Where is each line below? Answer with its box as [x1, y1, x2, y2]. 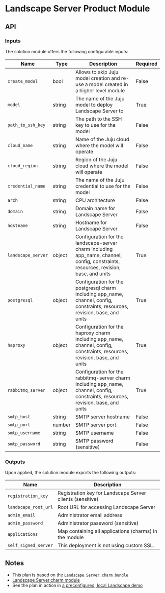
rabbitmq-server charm [75, 374, 131, 381]
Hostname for [75, 219, 107, 226]
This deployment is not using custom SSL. [57, 542, 155, 549]
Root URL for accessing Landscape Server [57, 504, 156, 511]
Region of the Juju [75, 156, 118, 163]
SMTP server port [75, 421, 116, 428]
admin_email [7, 513, 36, 518]
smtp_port [7, 422, 30, 427]
